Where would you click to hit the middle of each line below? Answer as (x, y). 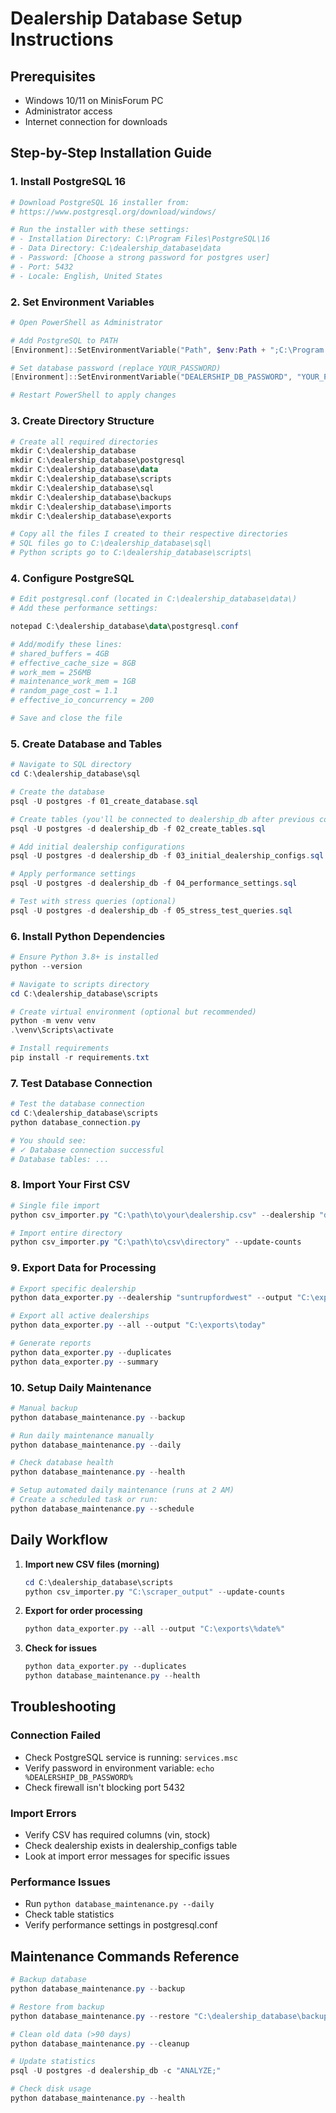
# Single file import (55, 1205)
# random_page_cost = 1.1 (64, 691)
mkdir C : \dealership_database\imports (91, 507)
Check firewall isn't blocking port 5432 (105, 1787)
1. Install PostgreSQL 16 (68, 182)
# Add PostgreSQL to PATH (64, 340)
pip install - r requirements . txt (80, 1058)
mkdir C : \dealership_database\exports (91, 516)
